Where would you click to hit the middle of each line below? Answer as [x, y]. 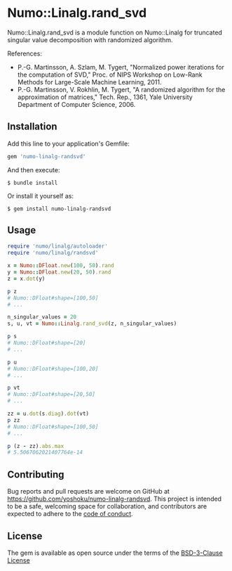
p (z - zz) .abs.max [36, 446]
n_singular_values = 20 [42, 317]
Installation [32, 127]
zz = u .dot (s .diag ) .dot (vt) [48, 414]
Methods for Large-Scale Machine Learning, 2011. [89, 82]
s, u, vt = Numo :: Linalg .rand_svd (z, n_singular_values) [92, 324]
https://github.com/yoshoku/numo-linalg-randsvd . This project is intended [115, 499]
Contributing [36, 474]
